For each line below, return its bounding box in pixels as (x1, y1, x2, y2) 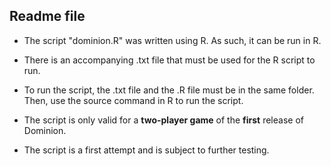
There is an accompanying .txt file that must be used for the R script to (23, 54, 316, 66)
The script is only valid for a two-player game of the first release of (23, 114, 304, 126)
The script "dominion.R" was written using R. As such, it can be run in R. (23, 34, 322, 46)
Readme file (9, 8, 86, 25)
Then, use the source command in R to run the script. (23, 94, 244, 106)
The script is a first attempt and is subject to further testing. (23, 144, 270, 156)
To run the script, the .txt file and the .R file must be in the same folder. (23, 84, 315, 96)
